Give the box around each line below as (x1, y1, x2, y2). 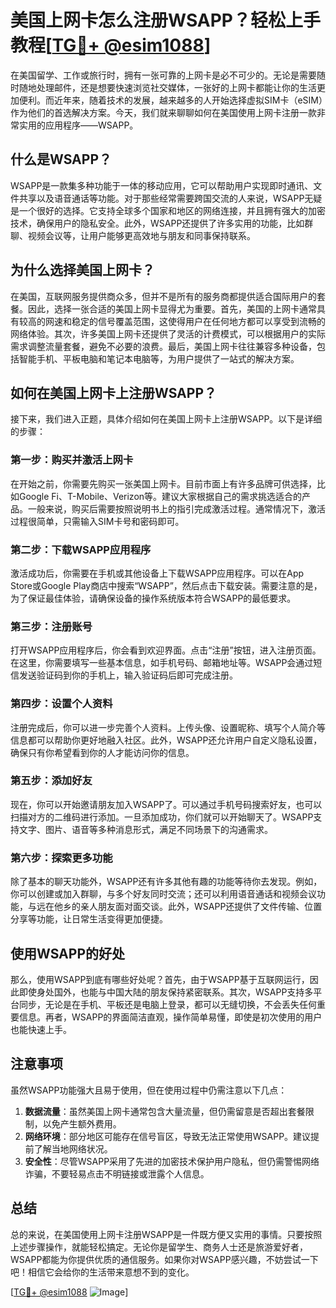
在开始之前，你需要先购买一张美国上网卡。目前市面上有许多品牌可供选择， (10, 477, 317, 490)
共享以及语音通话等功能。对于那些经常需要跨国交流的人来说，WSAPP (18, 192, 305, 204)
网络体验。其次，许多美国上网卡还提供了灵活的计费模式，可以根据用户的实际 (10, 327, 326, 340)
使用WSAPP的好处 (10, 945, 125, 962)
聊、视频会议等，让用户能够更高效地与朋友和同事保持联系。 (10, 229, 256, 241)
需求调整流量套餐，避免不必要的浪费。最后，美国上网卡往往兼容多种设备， (10, 340, 317, 352)
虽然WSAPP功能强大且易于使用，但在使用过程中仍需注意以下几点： (10, 1084, 288, 1096)
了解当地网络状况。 (33, 1142, 113, 1155)
